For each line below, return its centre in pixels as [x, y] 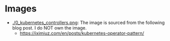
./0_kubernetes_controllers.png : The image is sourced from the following [88, 22]
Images [21, 9]
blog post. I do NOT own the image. [49, 27]
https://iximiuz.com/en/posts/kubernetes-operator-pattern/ [82, 33]
